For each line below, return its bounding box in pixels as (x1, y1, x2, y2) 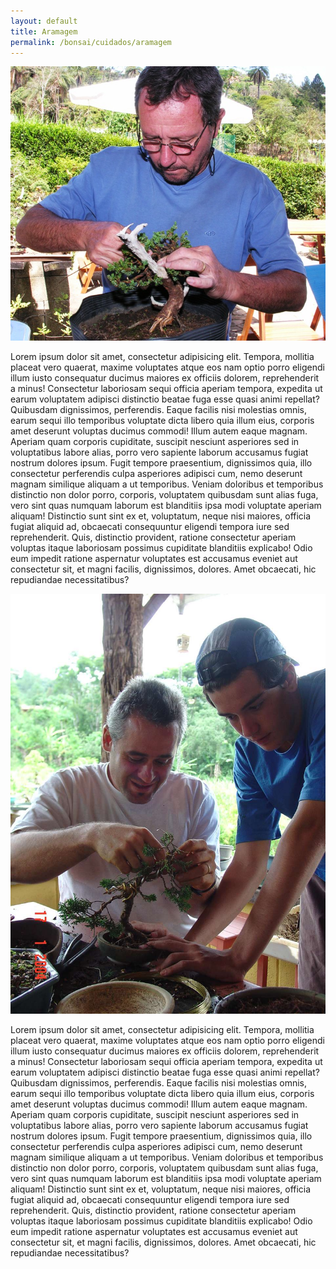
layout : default (10, 16, 78, 26)
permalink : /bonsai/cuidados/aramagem (10, 37, 172, 47)
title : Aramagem (10, 26, 78, 37)
